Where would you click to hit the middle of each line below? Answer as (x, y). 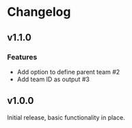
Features (22, 57)
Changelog (39, 12)
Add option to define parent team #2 (68, 72)
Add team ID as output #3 (53, 79)
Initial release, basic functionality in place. (66, 117)
